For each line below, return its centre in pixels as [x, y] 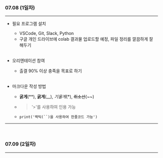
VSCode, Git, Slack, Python [47, 33]
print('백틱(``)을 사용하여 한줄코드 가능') [58, 117]
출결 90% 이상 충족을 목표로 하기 [51, 71]
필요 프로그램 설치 [29, 24]
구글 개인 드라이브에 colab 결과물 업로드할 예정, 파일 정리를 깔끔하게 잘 [86, 39]
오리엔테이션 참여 [28, 61]
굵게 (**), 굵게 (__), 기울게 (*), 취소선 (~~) [57, 97]
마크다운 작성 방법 [29, 86]
